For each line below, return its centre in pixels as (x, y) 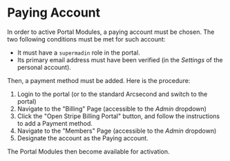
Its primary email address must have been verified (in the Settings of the (120, 59)
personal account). (44, 67)
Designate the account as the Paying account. (83, 138)
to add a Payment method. (55, 123)
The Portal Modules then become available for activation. (89, 151)
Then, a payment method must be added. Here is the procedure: (99, 80)
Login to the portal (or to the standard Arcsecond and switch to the (112, 94)
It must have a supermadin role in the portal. (78, 53)
